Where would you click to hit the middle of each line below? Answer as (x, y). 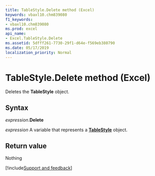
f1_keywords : (19, 19)
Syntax (17, 108)
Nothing (14, 158)
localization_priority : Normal (38, 52)
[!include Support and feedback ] (39, 168)
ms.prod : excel (21, 29)
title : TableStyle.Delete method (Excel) (50, 10)
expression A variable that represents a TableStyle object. (67, 130)
